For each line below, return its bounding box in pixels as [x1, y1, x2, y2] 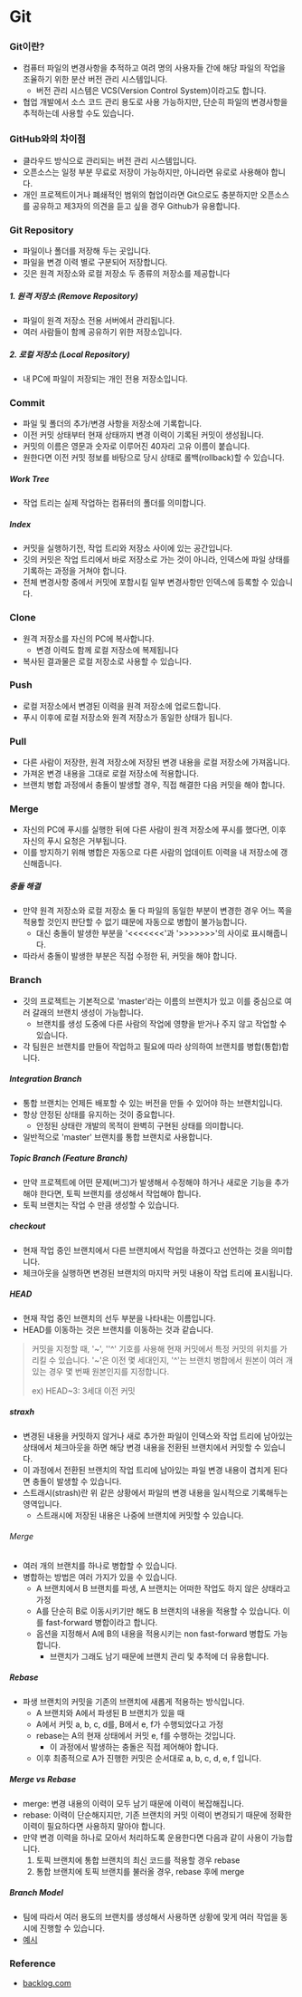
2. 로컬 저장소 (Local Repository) [9, 349, 130, 360]
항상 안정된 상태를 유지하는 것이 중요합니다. [22, 1108, 175, 1120]
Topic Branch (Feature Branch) [9, 1153, 128, 1163]
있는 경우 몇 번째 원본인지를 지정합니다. [31, 1365, 170, 1376]
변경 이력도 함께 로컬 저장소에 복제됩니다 [35, 644, 179, 655]
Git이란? [9, 41, 45, 53]
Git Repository [9, 224, 74, 236]
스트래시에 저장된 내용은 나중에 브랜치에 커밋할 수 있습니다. [35, 1510, 244, 1520]
